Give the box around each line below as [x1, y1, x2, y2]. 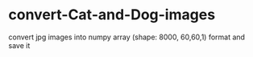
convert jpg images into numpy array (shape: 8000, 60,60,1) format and [8, 32, 246, 42]
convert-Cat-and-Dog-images [8, 6, 216, 24]
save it [8, 40, 31, 50]
